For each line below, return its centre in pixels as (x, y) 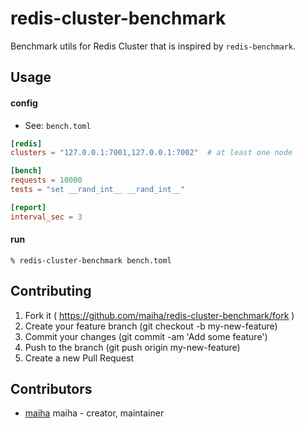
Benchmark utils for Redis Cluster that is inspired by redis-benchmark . (153, 46)
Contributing (51, 291)
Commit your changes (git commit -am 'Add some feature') (146, 336)
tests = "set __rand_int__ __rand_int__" (98, 190)
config (24, 103)
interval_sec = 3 (46, 217)
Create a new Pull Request (79, 358)
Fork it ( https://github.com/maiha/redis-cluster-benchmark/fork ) (159, 315)
